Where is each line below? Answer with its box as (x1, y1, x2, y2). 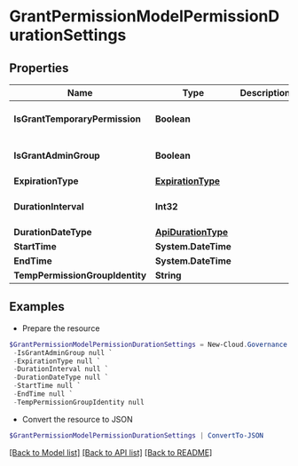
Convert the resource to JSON (21, 414, 133, 424)
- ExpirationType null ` (12, 357, 101, 366)
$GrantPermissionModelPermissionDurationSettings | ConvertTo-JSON (9, 430, 264, 440)
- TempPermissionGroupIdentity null (12, 398, 145, 407)
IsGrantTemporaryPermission (13, 113, 142, 125)
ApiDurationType (154, 226, 229, 238)
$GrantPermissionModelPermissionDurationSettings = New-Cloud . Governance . (9, 340, 292, 349)
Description (239, 87, 291, 99)
